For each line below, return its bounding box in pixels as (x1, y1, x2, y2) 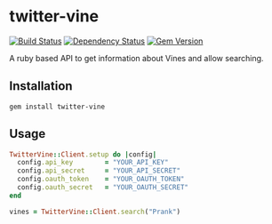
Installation (9, 78, 73, 94)
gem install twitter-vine (9, 102, 105, 111)
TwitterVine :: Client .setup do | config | (9, 149, 157, 159)
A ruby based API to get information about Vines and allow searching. (9, 52, 264, 63)
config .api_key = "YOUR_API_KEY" (17, 158, 169, 167)
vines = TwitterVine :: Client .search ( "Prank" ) (9, 207, 180, 216)
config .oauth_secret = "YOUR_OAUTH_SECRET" (17, 183, 189, 192)
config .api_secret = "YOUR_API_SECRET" (17, 166, 180, 175)
